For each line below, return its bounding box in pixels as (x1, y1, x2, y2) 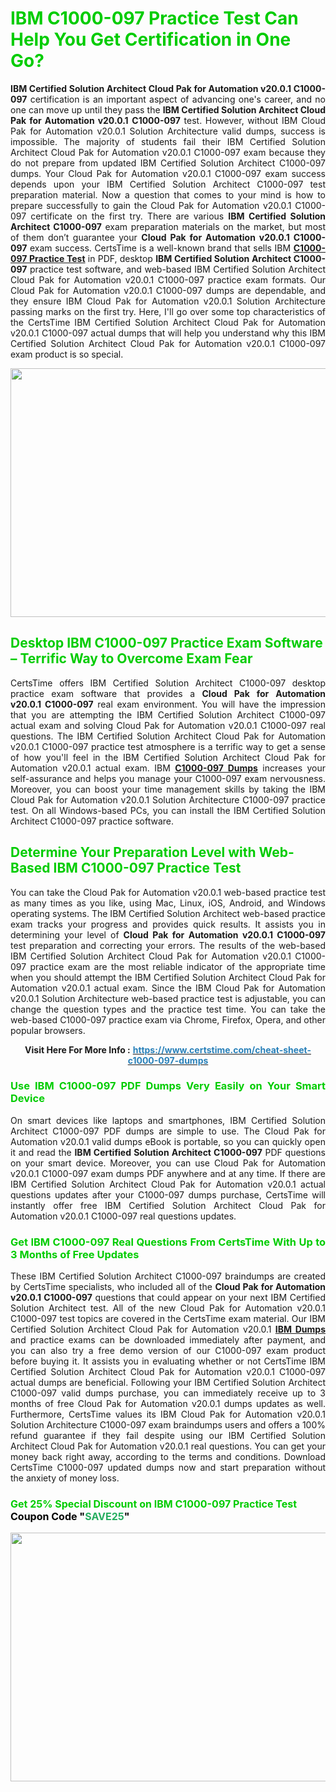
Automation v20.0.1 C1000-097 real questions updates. (10, 1210, 237, 1222)
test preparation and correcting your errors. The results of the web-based (10, 939, 326, 951)
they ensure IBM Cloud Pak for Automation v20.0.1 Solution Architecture (10, 295, 326, 307)
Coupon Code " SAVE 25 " (10, 1510, 130, 1524)
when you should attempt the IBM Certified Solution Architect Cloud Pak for (10, 971, 326, 983)
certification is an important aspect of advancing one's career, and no (29, 93, 326, 105)
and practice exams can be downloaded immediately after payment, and (10, 1334, 326, 1346)
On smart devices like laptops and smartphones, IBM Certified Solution (10, 1114, 326, 1126)
